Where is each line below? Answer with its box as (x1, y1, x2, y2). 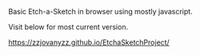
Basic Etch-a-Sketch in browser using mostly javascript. (8, 7, 194, 16)
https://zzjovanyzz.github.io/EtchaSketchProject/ (8, 37, 170, 47)
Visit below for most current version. (8, 22, 129, 31)
